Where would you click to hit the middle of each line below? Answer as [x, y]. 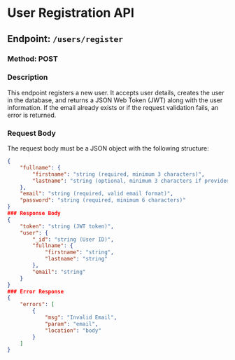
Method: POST [33, 59]
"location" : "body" [73, 331]
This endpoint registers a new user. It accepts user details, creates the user [116, 92]
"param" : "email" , [71, 324]
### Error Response [36, 291]
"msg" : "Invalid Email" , [81, 318]
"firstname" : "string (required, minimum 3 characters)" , [119, 174]
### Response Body [34, 214]
